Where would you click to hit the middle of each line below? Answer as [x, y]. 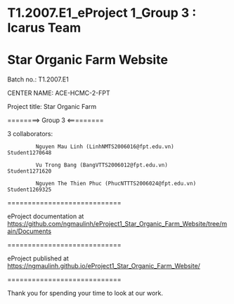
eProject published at [38, 258]
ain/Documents [29, 231]
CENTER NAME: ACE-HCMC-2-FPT [59, 93]
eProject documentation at [46, 216]
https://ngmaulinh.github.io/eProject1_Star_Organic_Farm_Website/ [104, 266]
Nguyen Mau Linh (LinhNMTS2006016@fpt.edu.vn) [105, 147]
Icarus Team [44, 28]
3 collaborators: [30, 134]
